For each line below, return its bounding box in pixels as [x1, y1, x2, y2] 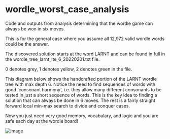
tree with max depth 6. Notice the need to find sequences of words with [5, 81, 156, 87]
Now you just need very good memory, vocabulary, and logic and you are [5, 113, 159, 119]
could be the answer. [5, 41, 49, 47]
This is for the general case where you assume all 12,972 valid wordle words [5, 36, 165, 42]
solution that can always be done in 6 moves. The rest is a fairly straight [5, 97, 156, 103]
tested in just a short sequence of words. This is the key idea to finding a [5, 92, 157, 98]
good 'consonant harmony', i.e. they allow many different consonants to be [5, 86, 162, 92]
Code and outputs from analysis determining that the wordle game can [5, 20, 153, 26]
